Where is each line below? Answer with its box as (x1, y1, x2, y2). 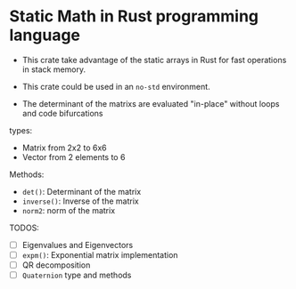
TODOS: (9, 222, 40, 233)
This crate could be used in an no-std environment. (21, 81, 211, 92)
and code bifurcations (21, 108, 103, 118)
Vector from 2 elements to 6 (21, 151, 126, 162)
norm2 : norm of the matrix (21, 205, 116, 215)
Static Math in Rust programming (9, 6, 259, 27)
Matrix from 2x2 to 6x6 (21, 142, 107, 153)
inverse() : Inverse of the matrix (21, 196, 140, 206)
